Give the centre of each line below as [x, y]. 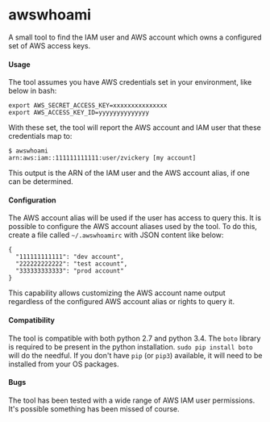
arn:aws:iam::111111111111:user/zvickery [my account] [102, 158]
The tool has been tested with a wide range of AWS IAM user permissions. [132, 400]
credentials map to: [40, 136]
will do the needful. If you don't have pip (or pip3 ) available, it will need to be [135, 355]
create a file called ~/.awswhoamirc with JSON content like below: [116, 235]
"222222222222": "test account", [72, 264]
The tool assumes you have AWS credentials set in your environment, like [130, 82]
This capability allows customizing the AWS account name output [117, 293]
